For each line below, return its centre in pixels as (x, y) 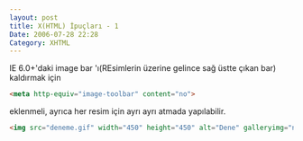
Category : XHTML (40, 43)
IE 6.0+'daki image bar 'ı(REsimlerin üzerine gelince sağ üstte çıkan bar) (143, 68)
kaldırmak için (35, 78)
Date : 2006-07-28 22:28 (54, 34)
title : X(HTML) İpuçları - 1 (64, 26)
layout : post (34, 18)
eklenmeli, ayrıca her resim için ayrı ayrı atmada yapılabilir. (118, 111)
